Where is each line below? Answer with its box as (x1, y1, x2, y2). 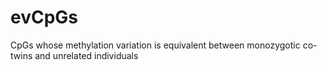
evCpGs (10, 6, 79, 29)
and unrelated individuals (34, 49, 139, 61)
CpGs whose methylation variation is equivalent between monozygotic (10, 39, 301, 51)
